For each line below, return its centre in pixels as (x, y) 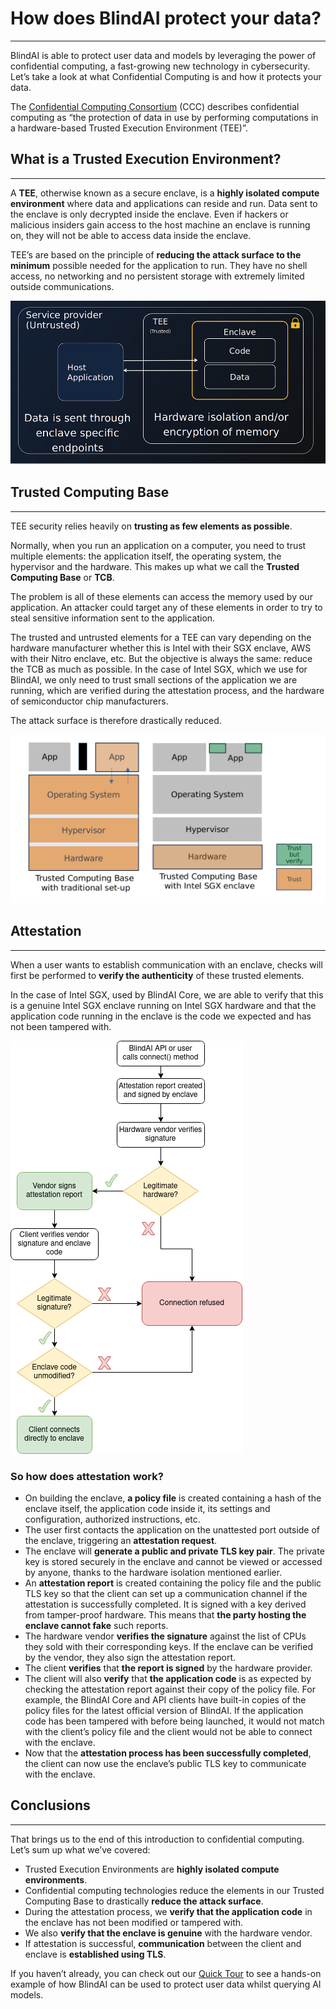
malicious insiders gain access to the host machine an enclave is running (160, 224)
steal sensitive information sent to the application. (113, 618)
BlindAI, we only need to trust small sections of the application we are (154, 679)
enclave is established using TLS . (95, 1954)
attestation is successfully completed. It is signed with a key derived (165, 1604)
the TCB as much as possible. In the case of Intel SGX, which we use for (159, 669)
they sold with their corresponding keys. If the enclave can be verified (168, 1646)
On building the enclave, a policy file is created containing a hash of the (173, 1498)
